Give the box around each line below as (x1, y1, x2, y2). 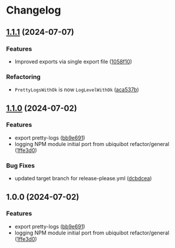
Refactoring (6, 72, 41, 81)
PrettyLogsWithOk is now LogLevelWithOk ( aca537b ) (14, 86, 140, 93)
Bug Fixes (6, 161, 35, 170)
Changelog (6, 4, 61, 17)
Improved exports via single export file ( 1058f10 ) (14, 58, 133, 65)
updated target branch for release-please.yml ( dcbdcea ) (14, 175, 152, 182)
